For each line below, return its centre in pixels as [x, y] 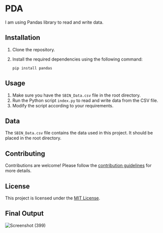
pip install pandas [32, 68]
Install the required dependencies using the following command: [77, 59]
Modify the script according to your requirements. [63, 105]
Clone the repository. [33, 49]
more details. [18, 171]
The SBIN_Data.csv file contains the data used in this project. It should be [79, 133]
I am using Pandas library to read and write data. [54, 22]
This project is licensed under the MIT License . [53, 198]
